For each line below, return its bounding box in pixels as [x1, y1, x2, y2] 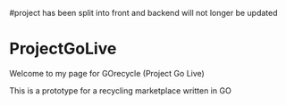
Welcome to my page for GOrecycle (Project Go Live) [9, 68, 206, 78]
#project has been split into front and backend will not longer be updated [9, 8, 279, 18]
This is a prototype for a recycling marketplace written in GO [9, 85, 232, 96]
